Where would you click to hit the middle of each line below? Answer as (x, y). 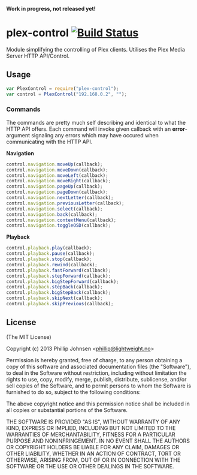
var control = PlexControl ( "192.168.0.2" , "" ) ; (67, 94)
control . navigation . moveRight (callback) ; (59, 181)
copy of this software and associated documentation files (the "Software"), (99, 366)
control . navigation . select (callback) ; (54, 209)
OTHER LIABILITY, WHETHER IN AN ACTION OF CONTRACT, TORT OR (93, 453)
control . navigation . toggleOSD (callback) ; (59, 226)
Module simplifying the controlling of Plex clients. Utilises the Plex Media (96, 49)
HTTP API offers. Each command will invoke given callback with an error (96, 129)
